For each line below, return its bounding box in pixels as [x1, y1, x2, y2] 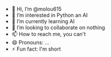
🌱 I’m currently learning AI [11, 18, 75, 24]
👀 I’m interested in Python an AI [11, 12, 88, 19]
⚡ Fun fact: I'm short [11, 45, 61, 52]
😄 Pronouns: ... [11, 39, 50, 46]
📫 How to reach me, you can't [11, 31, 86, 37]
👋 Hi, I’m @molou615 [11, 6, 62, 12]
